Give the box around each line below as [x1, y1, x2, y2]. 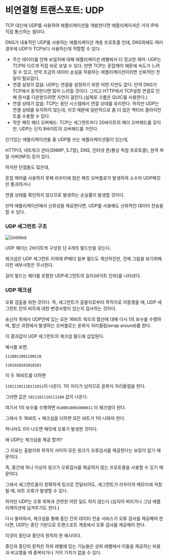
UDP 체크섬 [5, 287, 32, 294]
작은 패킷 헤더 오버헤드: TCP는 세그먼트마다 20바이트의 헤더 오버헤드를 [12, 119, 152, 125]
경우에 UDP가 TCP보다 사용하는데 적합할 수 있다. [5, 45, 101, 51]
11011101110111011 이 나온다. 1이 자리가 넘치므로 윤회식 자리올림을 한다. [5, 383, 146, 389]
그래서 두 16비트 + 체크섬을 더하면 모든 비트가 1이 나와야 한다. [5, 415, 126, 421]
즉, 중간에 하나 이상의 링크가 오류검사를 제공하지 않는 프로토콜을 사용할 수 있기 [5, 464, 158, 470]
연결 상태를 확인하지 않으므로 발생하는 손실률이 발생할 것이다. [5, 192, 125, 198]
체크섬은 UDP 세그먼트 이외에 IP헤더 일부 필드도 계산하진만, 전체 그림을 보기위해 [5, 256, 162, 262]
